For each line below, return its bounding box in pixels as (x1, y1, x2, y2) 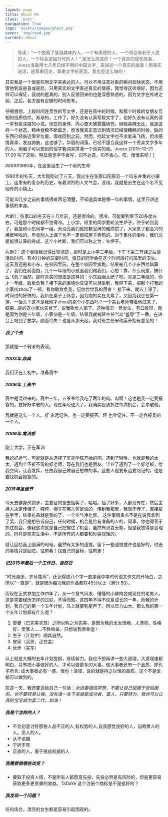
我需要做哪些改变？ (5, 761, 45, 767)
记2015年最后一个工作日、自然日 (5, 560, 72, 566)
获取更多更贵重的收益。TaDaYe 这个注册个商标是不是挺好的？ (12, 780, 139, 786)
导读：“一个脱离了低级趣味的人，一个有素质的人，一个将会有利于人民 (17, 49, 160, 55)
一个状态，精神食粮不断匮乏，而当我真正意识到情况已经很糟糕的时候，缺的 (9, 127, 163, 133)
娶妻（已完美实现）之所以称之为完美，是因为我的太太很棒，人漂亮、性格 (12, 620, 161, 626)
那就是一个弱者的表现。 (5, 343, 53, 349)
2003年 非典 (5, 356, 31, 362)
